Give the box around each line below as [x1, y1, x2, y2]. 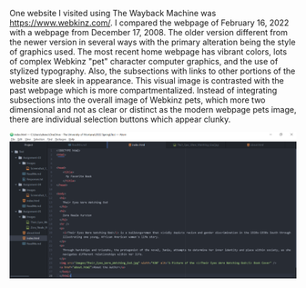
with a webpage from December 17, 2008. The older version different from [9, 27, 289, 37]
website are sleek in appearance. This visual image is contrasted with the [9, 75, 284, 85]
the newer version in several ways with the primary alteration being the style [9, 36, 296, 47]
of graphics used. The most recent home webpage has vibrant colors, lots [9, 46, 288, 57]
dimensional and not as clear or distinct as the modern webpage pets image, [9, 104, 298, 114]
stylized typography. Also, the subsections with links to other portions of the [9, 65, 296, 76]
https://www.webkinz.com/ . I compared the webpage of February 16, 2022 [9, 17, 290, 28]
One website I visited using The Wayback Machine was [9, 8, 217, 18]
